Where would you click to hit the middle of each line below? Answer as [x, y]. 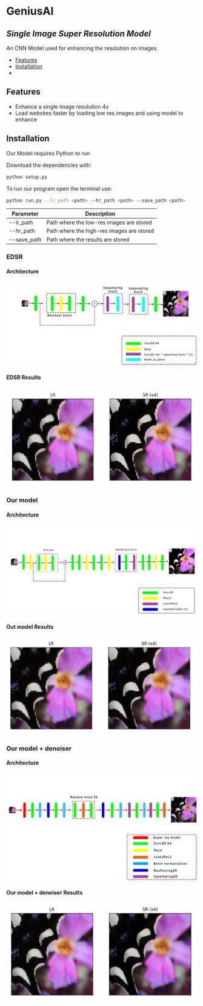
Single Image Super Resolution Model [79, 34]
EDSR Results [24, 377]
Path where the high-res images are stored [100, 231]
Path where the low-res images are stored [99, 222]
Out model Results [30, 627]
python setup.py [27, 177]
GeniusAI [30, 11]
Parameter [25, 213]
